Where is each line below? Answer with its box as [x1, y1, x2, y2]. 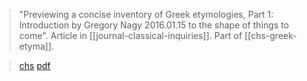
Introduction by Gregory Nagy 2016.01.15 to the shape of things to [18, 19, 290, 31]
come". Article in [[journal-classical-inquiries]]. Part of [18, 30, 243, 41]
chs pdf [18, 60, 51, 71]
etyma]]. [18, 40, 55, 52]
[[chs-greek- [244, 30, 297, 41]
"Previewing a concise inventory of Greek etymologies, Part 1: [18, 9, 274, 20]
